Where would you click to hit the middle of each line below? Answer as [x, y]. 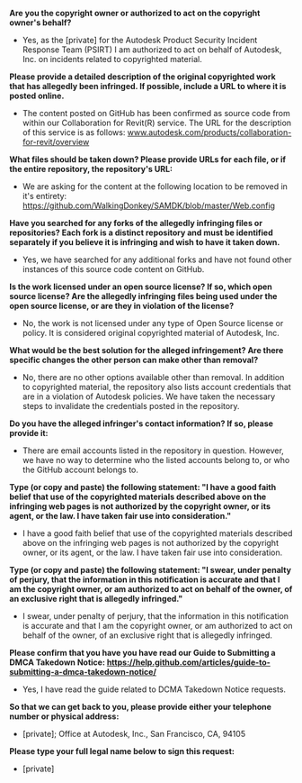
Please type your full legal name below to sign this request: [122, 751]
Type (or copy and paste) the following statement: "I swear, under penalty [151, 570]
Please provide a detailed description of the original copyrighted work [142, 77]
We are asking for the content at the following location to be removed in [155, 187]
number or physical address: [64, 716]
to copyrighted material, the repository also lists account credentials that [156, 387]
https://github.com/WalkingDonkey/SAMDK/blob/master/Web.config [149, 205]
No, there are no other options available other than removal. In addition [153, 377]
